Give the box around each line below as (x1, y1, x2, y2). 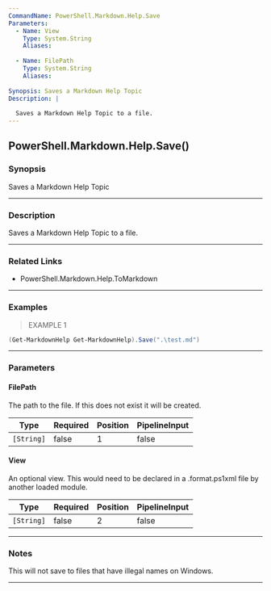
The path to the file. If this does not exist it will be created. (8, 400, 202, 410)
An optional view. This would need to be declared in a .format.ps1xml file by (8, 473, 260, 483)
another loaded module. (8, 482, 88, 492)
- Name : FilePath (15, 57, 74, 65)
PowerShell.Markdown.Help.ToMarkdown (19, 274, 158, 283)
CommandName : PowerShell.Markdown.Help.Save (8, 11, 161, 20)
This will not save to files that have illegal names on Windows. (8, 566, 214, 576)
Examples (8, 302, 48, 313)
